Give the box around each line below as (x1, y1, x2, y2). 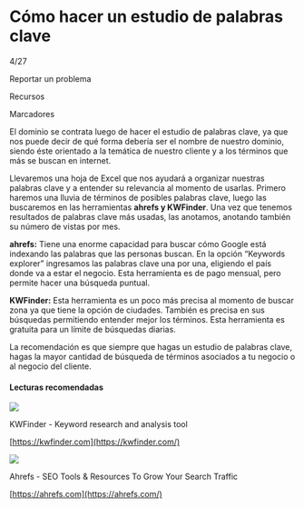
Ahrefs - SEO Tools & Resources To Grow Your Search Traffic (9, 471, 239, 483)
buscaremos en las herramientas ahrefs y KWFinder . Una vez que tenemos (9, 202, 293, 213)
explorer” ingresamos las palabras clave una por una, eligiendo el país (9, 257, 272, 269)
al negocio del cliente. (9, 361, 93, 372)
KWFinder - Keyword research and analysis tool (9, 419, 188, 430)
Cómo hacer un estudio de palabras (9, 6, 284, 27)
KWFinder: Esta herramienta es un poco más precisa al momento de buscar (9, 294, 295, 305)
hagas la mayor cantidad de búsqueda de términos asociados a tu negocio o (9, 351, 296, 362)
